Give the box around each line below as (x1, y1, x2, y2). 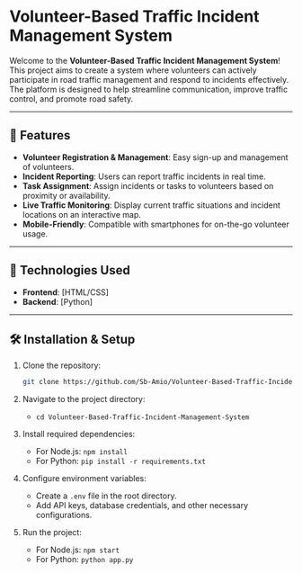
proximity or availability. (22, 190, 111, 201)
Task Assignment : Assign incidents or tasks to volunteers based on (22, 180, 274, 191)
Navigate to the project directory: (22, 394, 146, 405)
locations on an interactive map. (22, 209, 142, 219)
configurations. (35, 510, 93, 521)
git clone (22, 378, 60, 387)
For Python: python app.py (35, 554, 134, 565)
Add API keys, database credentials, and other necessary (35, 500, 249, 511)
